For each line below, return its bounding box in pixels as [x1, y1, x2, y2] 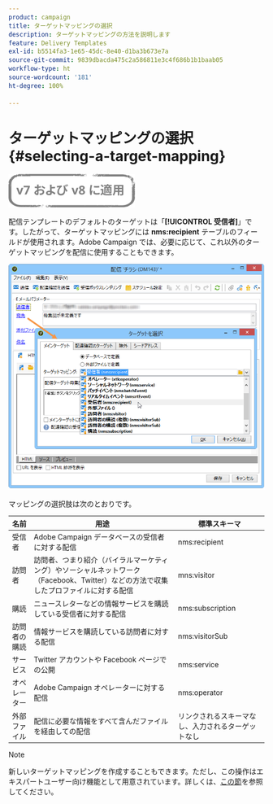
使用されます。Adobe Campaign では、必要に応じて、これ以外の [29, 237, 246, 247]
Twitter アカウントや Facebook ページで [33, 655, 167, 665]
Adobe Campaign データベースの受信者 [33, 532, 165, 542]
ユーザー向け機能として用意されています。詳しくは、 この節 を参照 [43, 777, 264, 787]
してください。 [8, 787, 58, 797]
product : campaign [8, 13, 71, 21]
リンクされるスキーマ [177, 710, 249, 720]
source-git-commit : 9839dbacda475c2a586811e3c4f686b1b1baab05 [8, 56, 223, 64]
